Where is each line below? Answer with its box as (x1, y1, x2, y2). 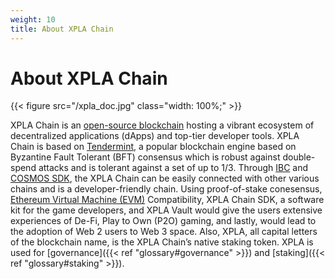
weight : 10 (10, 14, 56, 25)
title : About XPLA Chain (10, 24, 114, 34)
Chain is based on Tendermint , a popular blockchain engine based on (10, 141, 297, 153)
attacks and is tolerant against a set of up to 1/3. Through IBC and (38, 162, 309, 174)
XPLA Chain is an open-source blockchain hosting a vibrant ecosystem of (10, 119, 315, 131)
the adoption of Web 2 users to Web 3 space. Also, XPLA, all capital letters (10, 226, 318, 238)
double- (282, 151, 316, 163)
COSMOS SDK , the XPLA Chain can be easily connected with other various (10, 172, 320, 185)
